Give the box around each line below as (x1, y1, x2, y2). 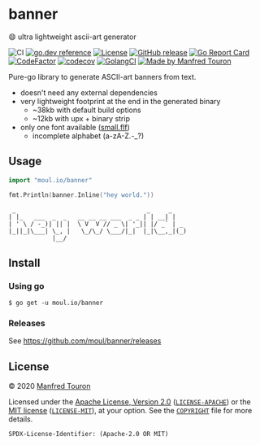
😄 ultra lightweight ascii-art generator (8, 32, 136, 41)
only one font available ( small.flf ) (19, 122, 130, 132)
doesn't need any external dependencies (19, 87, 158, 98)
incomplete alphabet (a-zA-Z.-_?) (32, 131, 145, 141)
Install (8, 255, 41, 269)
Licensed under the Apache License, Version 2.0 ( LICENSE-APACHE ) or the (8, 397, 251, 407)
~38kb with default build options (32, 105, 141, 115)
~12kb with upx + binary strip (32, 113, 130, 123)
